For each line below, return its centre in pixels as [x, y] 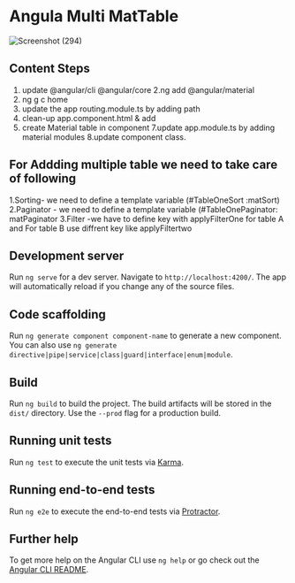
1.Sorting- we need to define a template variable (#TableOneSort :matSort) [144, 200]
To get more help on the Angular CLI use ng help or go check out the [134, 560]
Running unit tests [61, 441]
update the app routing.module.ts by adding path [111, 109]
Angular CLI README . [49, 570]
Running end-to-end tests [82, 490]
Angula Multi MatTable [94, 16]
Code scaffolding [57, 315]
